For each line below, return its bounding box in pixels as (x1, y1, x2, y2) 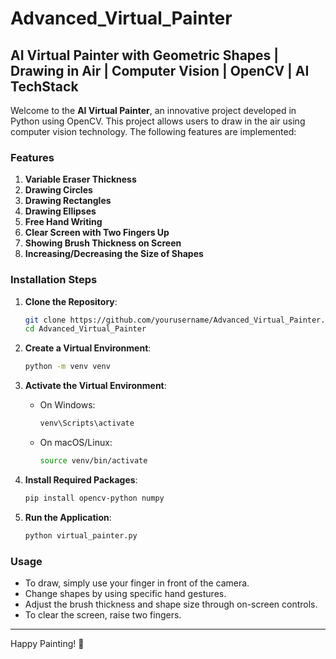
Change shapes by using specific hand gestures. (24, 588, 227, 600)
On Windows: (39, 399, 96, 411)
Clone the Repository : (24, 295, 118, 307)
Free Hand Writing (24, 216, 103, 228)
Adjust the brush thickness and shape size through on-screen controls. (24, 598, 318, 611)
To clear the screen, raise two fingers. (24, 609, 182, 621)
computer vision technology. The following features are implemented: (10, 126, 297, 137)
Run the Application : (24, 511, 112, 523)
